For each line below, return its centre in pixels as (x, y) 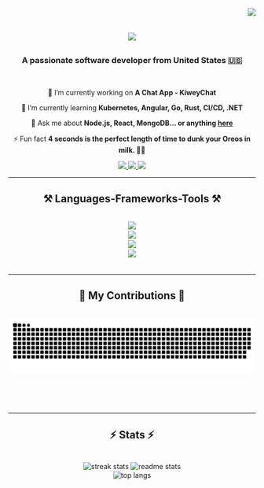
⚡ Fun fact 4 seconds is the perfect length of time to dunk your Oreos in (132, 139)
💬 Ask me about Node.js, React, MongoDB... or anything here (132, 123)
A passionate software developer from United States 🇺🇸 (132, 61)
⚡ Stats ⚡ (132, 435)
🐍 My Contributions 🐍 (132, 296)
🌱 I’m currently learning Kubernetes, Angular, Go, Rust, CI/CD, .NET (132, 108)
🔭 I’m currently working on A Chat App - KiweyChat (132, 93)
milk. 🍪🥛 (132, 150)
